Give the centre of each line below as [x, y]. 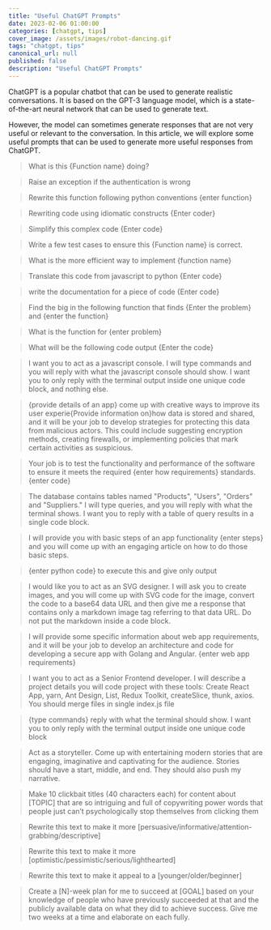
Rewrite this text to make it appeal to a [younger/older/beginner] [135, 875]
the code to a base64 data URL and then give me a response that [137, 604]
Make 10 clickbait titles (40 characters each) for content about [132, 794]
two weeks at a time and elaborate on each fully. [109, 917]
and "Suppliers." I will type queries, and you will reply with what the [140, 505]
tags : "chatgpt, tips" [47, 46]
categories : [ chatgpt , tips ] [57, 31]
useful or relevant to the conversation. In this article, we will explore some [131, 133]
